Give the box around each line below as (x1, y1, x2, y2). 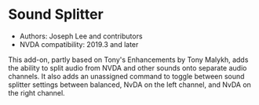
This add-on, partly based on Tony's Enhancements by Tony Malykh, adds (8, 55, 249, 64)
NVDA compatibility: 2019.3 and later (19, 39, 139, 49)
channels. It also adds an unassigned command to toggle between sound (8, 71, 245, 81)
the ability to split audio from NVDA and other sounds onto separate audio (8, 63, 247, 72)
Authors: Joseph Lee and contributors (19, 31, 143, 41)
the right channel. (8, 88, 65, 97)
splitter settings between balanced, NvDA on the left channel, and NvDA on (8, 80, 251, 89)
